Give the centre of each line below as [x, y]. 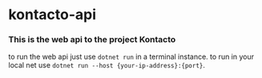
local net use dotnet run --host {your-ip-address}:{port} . [107, 65]
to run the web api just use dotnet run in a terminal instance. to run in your [131, 57]
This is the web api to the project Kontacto [92, 40]
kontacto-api [52, 15]
